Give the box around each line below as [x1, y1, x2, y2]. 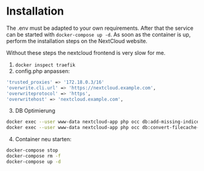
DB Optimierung [15, 107, 56, 114]
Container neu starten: [15, 136, 72, 143]
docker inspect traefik [15, 62, 76, 68]
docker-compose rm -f [6, 153, 61, 159]
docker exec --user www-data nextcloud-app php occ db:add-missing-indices [6, 119, 202, 125]
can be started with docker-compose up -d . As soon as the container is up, [6, 30, 191, 38]
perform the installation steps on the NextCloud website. [6, 37, 148, 44]
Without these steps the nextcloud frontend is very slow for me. [6, 49, 166, 56]
